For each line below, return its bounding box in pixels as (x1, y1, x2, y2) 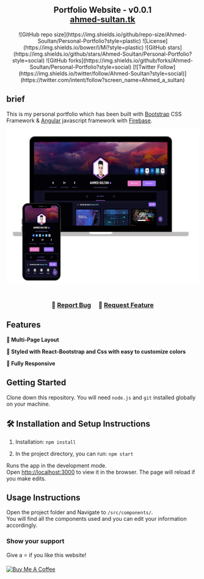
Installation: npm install (15, 438, 76, 446)
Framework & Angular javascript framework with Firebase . (6, 116, 153, 124)
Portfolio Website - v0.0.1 (53, 5, 152, 15)
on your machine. (6, 400, 51, 408)
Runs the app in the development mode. (6, 461, 107, 469)
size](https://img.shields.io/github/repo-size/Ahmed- (54, 31, 188, 38)
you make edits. (6, 474, 46, 482)
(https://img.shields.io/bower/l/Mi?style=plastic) (23, 43, 144, 51)
